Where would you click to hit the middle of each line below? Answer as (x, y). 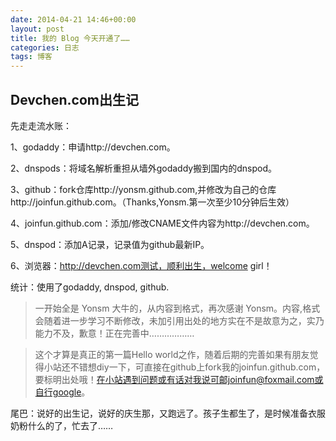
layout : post (37, 29)
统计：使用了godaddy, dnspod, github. (90, 287)
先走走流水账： (41, 125)
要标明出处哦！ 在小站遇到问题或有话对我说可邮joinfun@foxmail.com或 (179, 379)
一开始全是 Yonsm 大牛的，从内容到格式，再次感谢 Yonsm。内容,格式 (177, 308)
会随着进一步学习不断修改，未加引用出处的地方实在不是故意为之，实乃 (179, 320)
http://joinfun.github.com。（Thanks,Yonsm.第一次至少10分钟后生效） (152, 202)
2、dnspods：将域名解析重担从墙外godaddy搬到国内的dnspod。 (143, 168)
